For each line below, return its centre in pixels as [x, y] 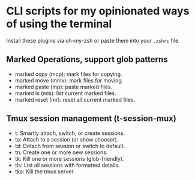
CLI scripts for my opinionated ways [98, 11]
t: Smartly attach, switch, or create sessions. [70, 133]
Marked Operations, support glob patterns [87, 59]
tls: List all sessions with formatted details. [67, 165]
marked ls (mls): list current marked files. [66, 93]
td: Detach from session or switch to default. [70, 146]
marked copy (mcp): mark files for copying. [68, 74]
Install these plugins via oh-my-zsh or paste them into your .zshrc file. [93, 40]
